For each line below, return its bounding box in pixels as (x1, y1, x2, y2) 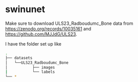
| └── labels (5, 69, 55, 74)
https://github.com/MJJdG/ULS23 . (5, 31, 77, 37)
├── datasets (5, 55, 33, 60)
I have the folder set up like (5, 40, 61, 47)
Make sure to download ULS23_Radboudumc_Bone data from (5, 20, 133, 26)
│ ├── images (5, 65, 55, 70)
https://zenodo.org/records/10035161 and (5, 25, 92, 31)
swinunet (5, 4, 45, 15)
